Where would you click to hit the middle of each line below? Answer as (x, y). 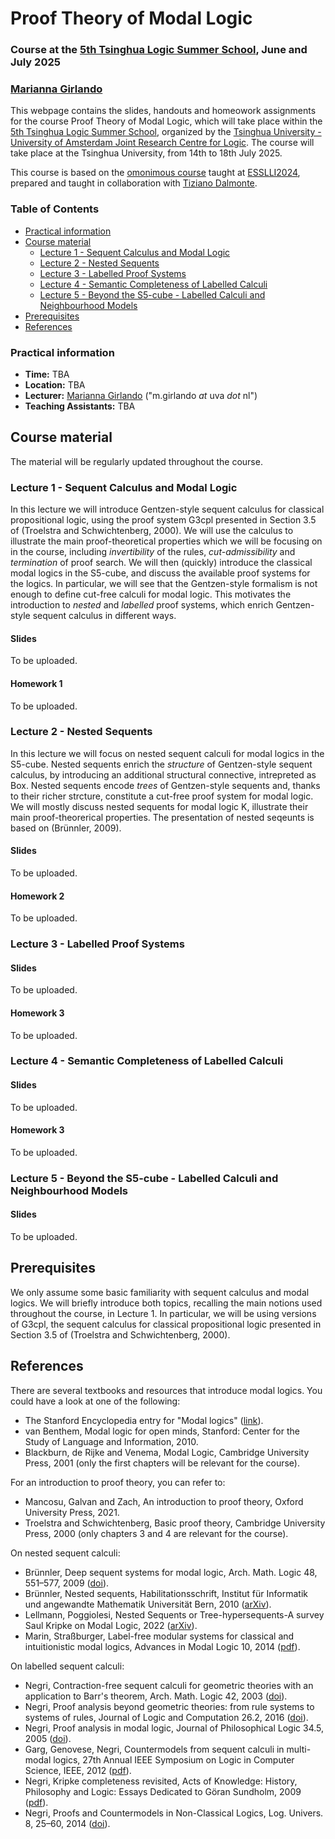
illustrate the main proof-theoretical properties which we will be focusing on (166, 541)
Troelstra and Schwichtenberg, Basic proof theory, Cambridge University (175, 1523)
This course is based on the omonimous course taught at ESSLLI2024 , (155, 173)
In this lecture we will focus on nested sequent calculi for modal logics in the (167, 753)
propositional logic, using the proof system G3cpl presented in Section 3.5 (163, 520)
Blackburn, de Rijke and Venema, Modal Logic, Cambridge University (167, 1452)
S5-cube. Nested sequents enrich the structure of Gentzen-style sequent (161, 764)
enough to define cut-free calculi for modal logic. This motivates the (151, 594)
